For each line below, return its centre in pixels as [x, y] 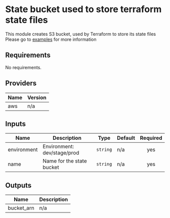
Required [151, 138]
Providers [21, 84]
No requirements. [24, 67]
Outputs [18, 185]
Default [126, 138]
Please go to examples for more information [51, 39]
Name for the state [65, 161]
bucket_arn [21, 208]
